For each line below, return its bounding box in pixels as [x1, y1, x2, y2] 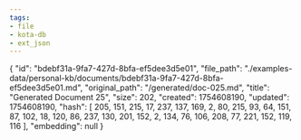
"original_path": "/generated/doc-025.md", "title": [84, 82, 270, 93]
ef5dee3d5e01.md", [9, 82, 83, 93]
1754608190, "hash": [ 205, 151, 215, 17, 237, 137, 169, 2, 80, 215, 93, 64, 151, [9, 101, 292, 113]
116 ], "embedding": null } [9, 121, 104, 132]
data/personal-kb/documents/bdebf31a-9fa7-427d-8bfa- [9, 73, 224, 84]
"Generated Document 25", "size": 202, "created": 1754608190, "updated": [9, 92, 290, 103]
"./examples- [244, 63, 293, 74]
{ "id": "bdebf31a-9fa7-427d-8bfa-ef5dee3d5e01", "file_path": [9, 63, 243, 74]
